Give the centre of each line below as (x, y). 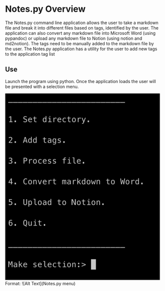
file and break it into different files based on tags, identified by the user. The (82, 28)
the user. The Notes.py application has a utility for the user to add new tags (81, 49)
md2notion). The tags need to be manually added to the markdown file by (80, 43)
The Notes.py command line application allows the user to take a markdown (82, 23)
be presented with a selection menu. (42, 87)
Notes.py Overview (45, 9)
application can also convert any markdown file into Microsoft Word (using (80, 33)
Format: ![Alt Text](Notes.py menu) (40, 283)
